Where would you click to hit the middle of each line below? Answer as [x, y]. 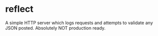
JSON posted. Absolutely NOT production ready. [55, 28]
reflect [19, 9]
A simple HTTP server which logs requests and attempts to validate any [79, 23]
